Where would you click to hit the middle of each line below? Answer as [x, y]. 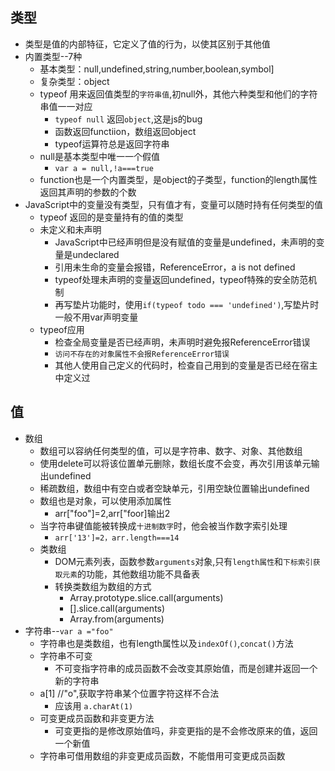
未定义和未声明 [70, 229]
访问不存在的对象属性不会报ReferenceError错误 [142, 354]
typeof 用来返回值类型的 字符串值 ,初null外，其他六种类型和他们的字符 [178, 94]
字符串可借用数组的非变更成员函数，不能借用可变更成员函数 [162, 755]
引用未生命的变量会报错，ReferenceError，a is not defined [175, 267]
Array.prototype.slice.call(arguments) [146, 597]
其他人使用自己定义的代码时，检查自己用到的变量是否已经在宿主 [186, 365]
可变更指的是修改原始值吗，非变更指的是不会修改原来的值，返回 [186, 730]
